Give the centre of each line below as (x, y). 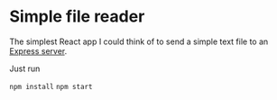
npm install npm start (51, 86)
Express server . (38, 50)
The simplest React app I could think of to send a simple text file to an (139, 41)
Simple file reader (77, 17)
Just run (25, 68)
